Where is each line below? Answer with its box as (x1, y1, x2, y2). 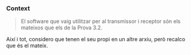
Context (6, 4, 30, 13)
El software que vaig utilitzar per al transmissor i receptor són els (20, 18, 181, 25)
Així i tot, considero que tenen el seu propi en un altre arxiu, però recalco (6, 36, 186, 43)
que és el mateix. (6, 42, 48, 49)
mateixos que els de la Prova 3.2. (20, 24, 103, 31)
